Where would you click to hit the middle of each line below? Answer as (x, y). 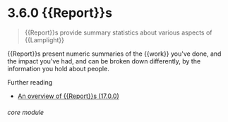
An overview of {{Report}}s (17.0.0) (68, 96)
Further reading (30, 82)
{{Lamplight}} (44, 39)
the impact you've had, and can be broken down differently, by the (104, 61)
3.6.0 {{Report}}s (60, 13)
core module (26, 112)
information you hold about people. (58, 68)
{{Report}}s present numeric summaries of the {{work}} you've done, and (114, 54)
